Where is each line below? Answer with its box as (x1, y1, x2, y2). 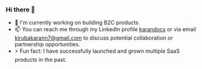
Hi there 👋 (5, 5, 36, 14)
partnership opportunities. (14, 41, 80, 48)
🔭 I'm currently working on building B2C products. (14, 19, 141, 26)
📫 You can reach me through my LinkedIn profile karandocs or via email (14, 26, 196, 33)
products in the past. (14, 56, 67, 64)
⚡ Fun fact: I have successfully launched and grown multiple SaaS (14, 47, 180, 55)
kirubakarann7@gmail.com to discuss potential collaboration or (14, 34, 173, 41)
